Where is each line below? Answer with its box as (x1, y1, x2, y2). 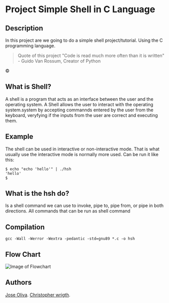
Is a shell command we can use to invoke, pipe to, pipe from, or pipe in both (5, 202, 164, 209)
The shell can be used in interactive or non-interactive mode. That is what (5, 146, 160, 152)
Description (5, 24, 43, 33)
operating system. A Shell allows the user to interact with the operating (5, 101, 154, 107)
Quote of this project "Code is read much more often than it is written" (17, 52, 165, 58)
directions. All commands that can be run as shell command (5, 208, 130, 214)
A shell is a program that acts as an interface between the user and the (5, 96, 154, 102)
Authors (5, 278, 32, 287)
